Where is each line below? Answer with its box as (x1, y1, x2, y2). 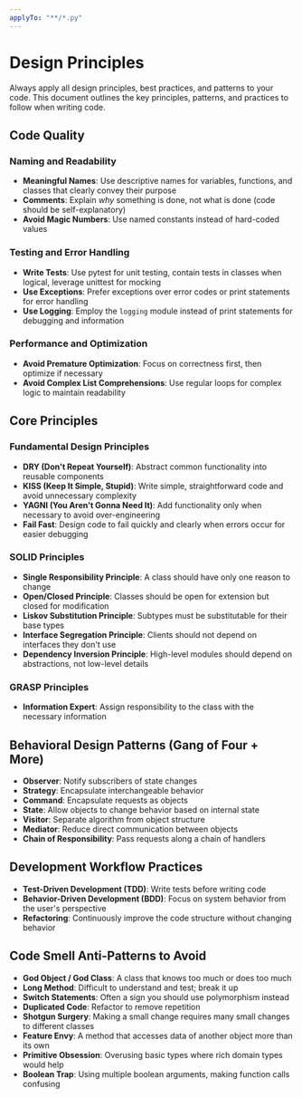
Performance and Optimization (9, 337, 148, 350)
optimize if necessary (22, 368, 104, 379)
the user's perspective (22, 902, 107, 913)
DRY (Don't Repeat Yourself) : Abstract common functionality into (22, 461, 268, 472)
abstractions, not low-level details (22, 658, 149, 669)
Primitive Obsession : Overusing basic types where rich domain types (22, 1049, 283, 1060)
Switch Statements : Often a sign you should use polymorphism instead (22, 991, 289, 1002)
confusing (22, 1078, 61, 1089)
